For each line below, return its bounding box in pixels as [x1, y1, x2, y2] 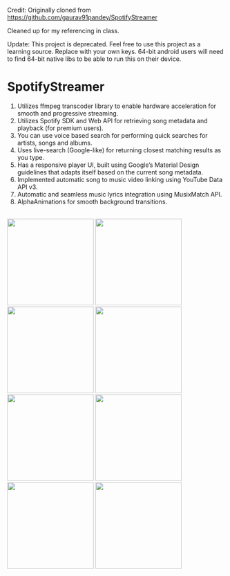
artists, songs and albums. [17, 138, 93, 147]
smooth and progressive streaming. [17, 109, 119, 117]
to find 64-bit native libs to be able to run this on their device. [7, 55, 182, 63]
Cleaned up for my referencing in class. [7, 27, 119, 35]
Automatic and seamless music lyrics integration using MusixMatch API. [17, 190, 222, 198]
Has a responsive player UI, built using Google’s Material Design [17, 161, 200, 169]
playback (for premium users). [17, 124, 104, 132]
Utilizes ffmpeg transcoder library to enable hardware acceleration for [17, 102, 216, 110]
